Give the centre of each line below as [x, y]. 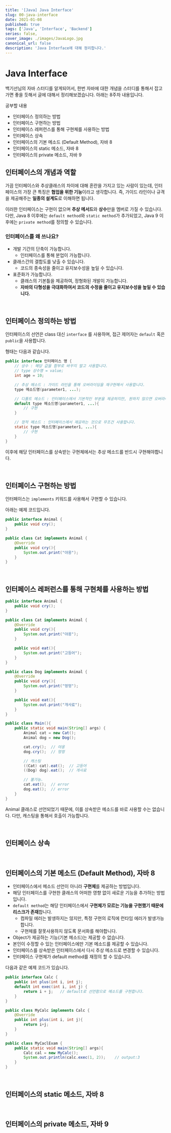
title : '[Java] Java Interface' [39, 10]
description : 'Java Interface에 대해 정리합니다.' [56, 48]
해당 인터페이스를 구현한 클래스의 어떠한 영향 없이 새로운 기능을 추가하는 [84, 893]
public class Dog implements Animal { [46, 672]
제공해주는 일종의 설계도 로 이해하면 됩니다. [53, 198]
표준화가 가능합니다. [32, 274]
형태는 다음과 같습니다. [28, 351]
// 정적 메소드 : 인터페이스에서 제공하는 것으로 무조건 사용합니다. [75, 423]
